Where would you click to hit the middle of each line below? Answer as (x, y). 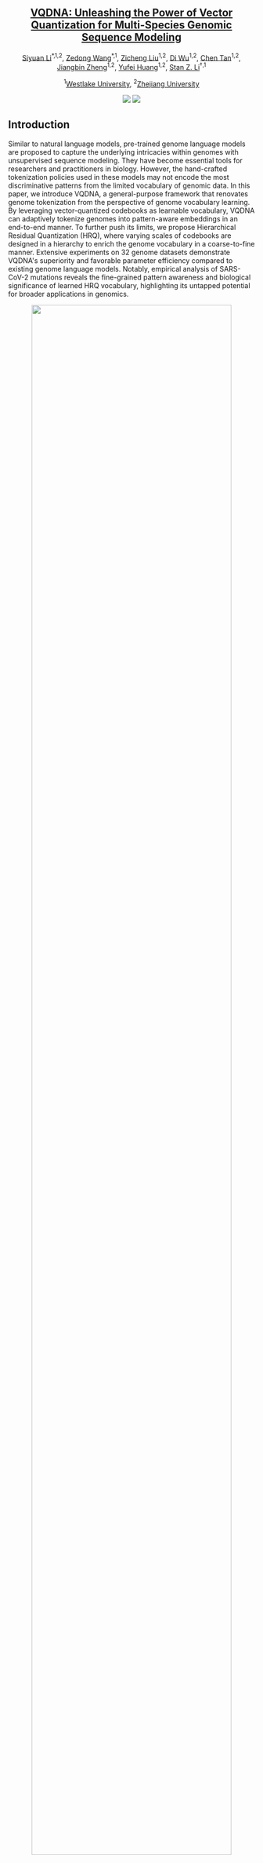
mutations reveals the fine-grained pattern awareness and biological (141, 277)
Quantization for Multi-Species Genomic (131, 26)
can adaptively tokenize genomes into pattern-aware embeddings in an (123, 218)
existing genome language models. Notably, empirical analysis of (113, 268)
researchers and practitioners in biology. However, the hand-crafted (118, 169)
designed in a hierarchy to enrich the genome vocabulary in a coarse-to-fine (131, 243)
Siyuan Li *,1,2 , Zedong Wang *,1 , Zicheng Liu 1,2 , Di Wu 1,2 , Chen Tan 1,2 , (131, 57)
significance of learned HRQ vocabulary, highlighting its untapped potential (129, 285)
